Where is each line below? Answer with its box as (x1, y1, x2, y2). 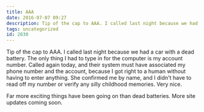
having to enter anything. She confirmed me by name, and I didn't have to (6, 74, 192, 82)
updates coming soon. (6, 99, 63, 107)
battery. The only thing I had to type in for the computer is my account (6, 55, 183, 62)
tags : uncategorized (6, 26, 59, 32)
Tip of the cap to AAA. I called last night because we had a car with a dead (6, 48, 194, 55)
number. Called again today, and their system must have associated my (6, 61, 186, 69)
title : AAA (6, 9, 34, 15)
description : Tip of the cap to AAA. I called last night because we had (6, 20, 199, 26)
